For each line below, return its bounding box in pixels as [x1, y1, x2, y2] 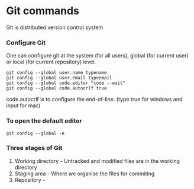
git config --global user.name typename [6, 70, 108, 76]
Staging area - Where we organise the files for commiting [14, 170, 155, 177]
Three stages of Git [6, 144, 63, 152]
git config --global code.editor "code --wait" [6, 80, 126, 87]
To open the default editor [6, 117, 83, 125]
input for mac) [6, 102, 41, 109]
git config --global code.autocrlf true [6, 85, 108, 91]
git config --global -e [6, 130, 65, 136]
